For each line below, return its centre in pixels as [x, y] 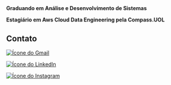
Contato [22, 38]
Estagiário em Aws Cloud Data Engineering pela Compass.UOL [85, 20]
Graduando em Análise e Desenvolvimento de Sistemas [77, 8]
